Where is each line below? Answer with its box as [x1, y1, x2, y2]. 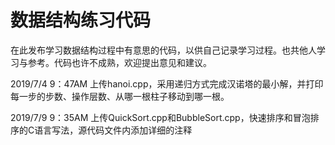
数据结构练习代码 [10, 9, 152, 32]
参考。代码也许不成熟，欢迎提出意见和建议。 [27, 56, 212, 68]
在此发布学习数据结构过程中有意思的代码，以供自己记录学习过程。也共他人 [10, 44, 317, 56]
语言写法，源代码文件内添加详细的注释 [34, 124, 193, 136]
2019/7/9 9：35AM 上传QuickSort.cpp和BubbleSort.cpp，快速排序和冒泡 [10, 111, 311, 123]
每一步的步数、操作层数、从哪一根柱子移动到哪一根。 [10, 90, 230, 102]
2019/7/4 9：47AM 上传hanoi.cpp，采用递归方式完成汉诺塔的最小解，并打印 [10, 77, 324, 90]
